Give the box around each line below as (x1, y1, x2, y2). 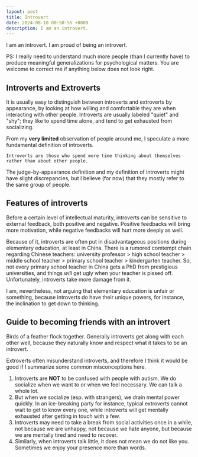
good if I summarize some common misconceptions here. (6, 363, 147, 370)
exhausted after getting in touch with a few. (14, 413, 121, 420)
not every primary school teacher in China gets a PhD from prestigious (6, 263, 178, 270)
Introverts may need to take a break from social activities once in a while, (14, 418, 193, 426)
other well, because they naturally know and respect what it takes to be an (6, 339, 187, 346)
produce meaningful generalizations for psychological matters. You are (6, 59, 179, 66)
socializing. (6, 124, 34, 131)
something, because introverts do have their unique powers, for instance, (6, 293, 185, 301)
